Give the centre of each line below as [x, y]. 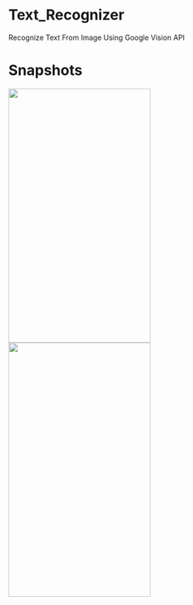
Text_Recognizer [66, 15]
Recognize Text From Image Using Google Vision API [96, 37]
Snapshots [45, 70]
